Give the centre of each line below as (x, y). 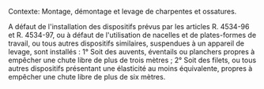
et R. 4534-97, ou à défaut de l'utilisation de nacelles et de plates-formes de (132, 35)
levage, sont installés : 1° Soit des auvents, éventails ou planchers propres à (132, 52)
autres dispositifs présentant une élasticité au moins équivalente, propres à (130, 69)
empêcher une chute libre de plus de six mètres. (87, 77)
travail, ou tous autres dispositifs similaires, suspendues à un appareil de (126, 43)
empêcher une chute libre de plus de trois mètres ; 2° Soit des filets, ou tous (132, 60)
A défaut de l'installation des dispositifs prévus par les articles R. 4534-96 (129, 26)
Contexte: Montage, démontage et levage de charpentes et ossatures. (123, 11)
